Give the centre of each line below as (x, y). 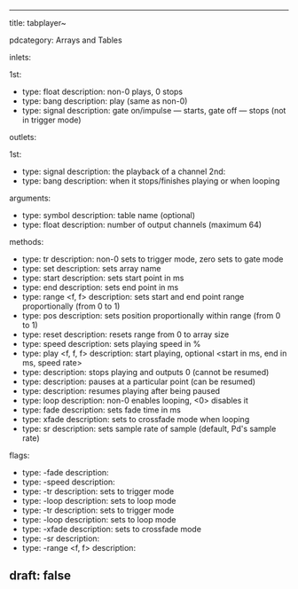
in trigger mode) (51, 120)
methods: (27, 242)
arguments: (30, 198)
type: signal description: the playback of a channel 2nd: (124, 171)
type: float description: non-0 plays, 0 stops (102, 91)
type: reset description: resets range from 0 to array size (125, 334)
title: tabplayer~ (38, 23)
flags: (20, 455)
